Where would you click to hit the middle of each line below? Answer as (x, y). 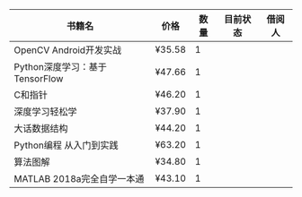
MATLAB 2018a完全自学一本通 (79, 179)
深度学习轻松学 (46, 111)
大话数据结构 (41, 128)
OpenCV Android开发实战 (68, 50)
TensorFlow (39, 78)
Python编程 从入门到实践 (66, 145)
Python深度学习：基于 (61, 67)
